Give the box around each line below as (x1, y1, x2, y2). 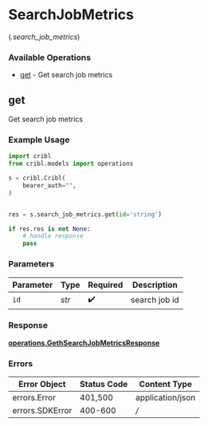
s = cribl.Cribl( (8, 174, 66, 183)
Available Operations (8, 52, 92, 63)
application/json (135, 392, 196, 404)
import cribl (8, 152, 52, 160)
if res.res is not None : (8, 225, 91, 233)
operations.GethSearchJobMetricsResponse (8, 337, 160, 348)
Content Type (139, 379, 193, 390)
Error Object (18, 379, 66, 390)
